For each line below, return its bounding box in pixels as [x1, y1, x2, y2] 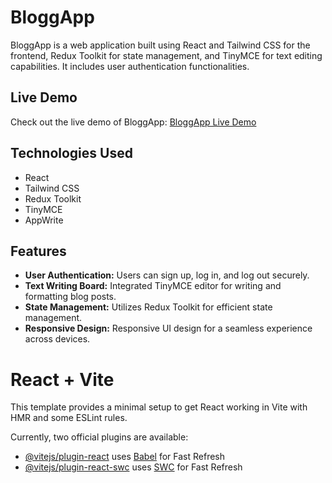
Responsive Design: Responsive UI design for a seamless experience [24, 322, 313, 335]
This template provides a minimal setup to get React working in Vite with [10, 401, 308, 413]
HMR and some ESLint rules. [10, 412, 128, 424]
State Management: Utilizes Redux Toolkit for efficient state [24, 301, 273, 313]
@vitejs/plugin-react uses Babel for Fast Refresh [24, 451, 226, 463]
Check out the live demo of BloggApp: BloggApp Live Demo [10, 116, 257, 128]
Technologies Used [10, 145, 133, 162]
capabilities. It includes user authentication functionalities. [10, 60, 250, 72]
